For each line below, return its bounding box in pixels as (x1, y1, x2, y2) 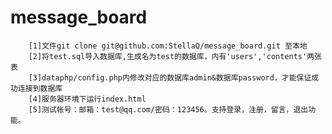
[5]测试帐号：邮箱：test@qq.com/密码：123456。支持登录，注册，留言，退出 (28, 104, 309, 115)
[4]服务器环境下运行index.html (28, 94, 147, 104)
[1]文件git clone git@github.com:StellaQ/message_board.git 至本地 (28, 41, 308, 51)
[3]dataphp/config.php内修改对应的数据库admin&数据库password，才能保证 (28, 72, 312, 83)
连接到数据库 (17, 83, 63, 93)
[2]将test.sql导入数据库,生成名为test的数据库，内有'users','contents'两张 (28, 51, 322, 61)
